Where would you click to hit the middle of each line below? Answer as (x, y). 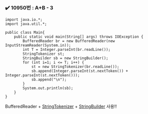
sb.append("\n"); (49, 80)
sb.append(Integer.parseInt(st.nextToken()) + (80, 71)
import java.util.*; (26, 24)
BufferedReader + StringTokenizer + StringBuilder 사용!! (61, 107)
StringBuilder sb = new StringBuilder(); (66, 58)
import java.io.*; (24, 20)
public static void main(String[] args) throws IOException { (79, 37)
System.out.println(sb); (48, 88)
